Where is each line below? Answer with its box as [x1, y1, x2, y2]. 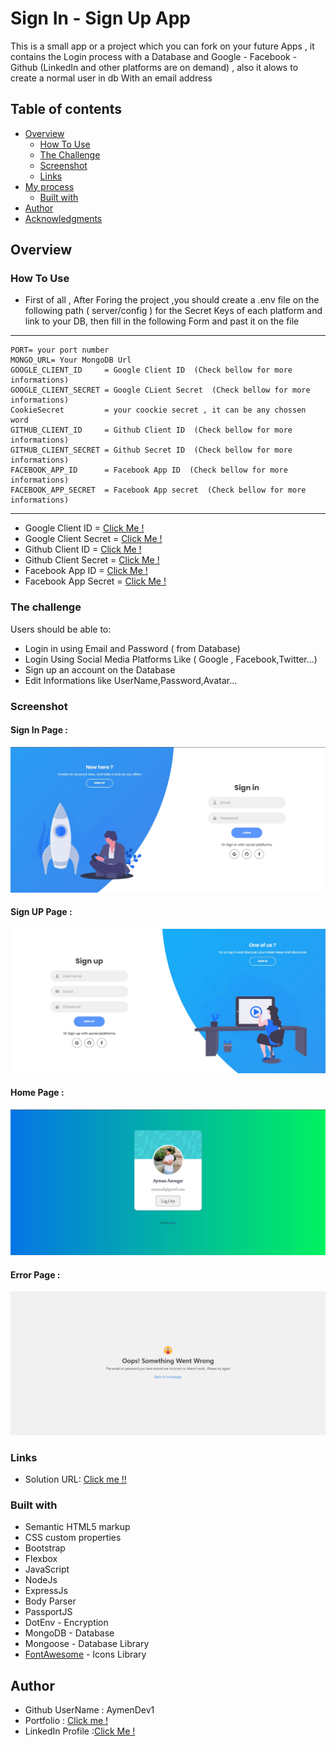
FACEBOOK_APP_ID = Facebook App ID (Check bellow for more [10, 465, 288, 476]
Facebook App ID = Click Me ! [24, 565, 148, 577]
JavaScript [24, 1563, 70, 1576]
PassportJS [24, 1606, 73, 1618]
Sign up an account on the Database [24, 663, 176, 676]
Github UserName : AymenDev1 [24, 1704, 155, 1716]
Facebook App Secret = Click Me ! [24, 575, 167, 587]
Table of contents [10, 101, 122, 118]
